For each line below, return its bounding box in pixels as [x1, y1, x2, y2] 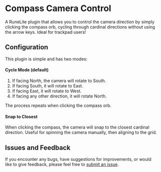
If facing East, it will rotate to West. [12, 88, 81, 94]
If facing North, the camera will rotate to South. [12, 78, 106, 84]
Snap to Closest [5, 114, 38, 119]
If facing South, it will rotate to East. [12, 83, 83, 88]
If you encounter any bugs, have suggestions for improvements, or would [5, 156, 152, 162]
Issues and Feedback [5, 143, 71, 152]
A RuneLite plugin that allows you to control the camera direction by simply [5, 19, 155, 25]
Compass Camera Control [5, 3, 112, 14]
